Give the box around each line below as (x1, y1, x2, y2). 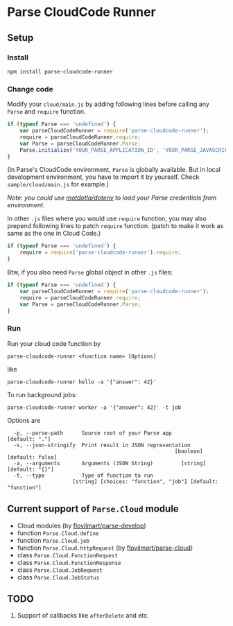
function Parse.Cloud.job (17, 536, 90, 544)
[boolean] (174, 448, 203, 455)
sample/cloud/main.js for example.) (7, 180, 110, 189)
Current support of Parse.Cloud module (7, 503, 179, 515)
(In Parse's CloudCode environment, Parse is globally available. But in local (7, 166, 221, 174)
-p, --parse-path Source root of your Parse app (13, 429, 172, 437)
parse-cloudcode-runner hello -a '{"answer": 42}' (7, 379, 157, 385)
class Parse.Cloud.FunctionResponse (17, 558, 121, 566)
